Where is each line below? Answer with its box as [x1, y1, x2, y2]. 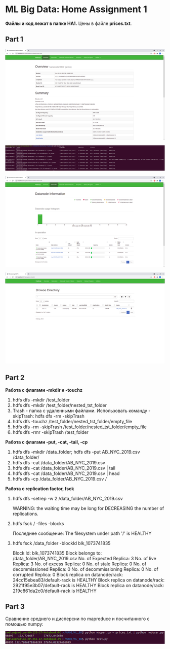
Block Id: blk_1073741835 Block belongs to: [12, 550, 102, 556]
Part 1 [5, 35, 24, 44]
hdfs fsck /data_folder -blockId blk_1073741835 [12, 540, 111, 546]
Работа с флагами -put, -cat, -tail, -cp [5, 439, 88, 445]
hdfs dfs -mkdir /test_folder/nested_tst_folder [12, 402, 107, 408]
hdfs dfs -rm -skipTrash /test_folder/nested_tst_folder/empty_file [12, 424, 147, 430]
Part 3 [5, 602, 25, 611]
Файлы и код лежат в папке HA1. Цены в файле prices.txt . [5, 20, 132, 26]
